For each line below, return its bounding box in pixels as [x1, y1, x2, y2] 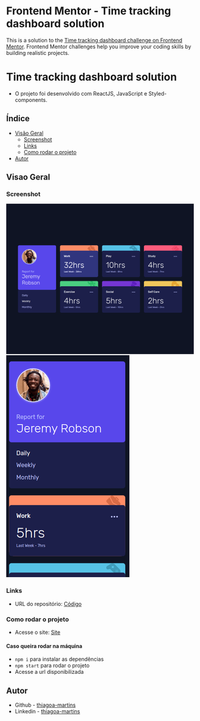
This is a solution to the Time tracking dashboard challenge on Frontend [6, 36, 183, 44]
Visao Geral [6, 172, 51, 183]
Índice [6, 113, 30, 124]
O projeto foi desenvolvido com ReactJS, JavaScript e [14, 90, 148, 97]
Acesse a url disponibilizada [14, 668, 85, 676]
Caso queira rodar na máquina [6, 642, 83, 649]
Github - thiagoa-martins [14, 701, 76, 708]
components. [14, 96, 48, 103]
